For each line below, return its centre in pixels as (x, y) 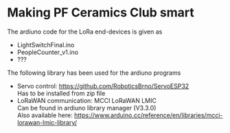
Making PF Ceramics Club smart (101, 13)
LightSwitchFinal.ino (46, 45)
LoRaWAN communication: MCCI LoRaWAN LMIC (87, 100)
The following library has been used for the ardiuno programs (94, 73)
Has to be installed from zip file (61, 93)
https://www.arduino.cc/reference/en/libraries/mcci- (149, 115)
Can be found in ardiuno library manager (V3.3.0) (87, 108)
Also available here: (45, 115)
